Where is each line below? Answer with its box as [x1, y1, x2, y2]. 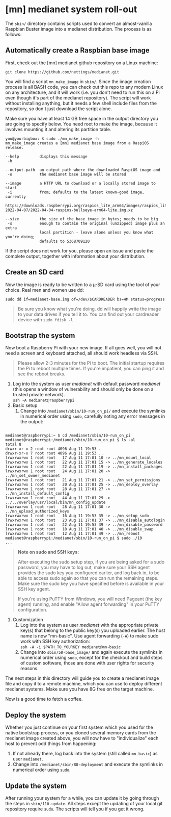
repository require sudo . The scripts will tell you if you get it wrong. [5, 806, 145, 812]
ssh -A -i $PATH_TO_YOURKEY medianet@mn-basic [20, 645, 121, 650]
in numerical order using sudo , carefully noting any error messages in [20, 413, 165, 419]
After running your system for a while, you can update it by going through [5, 795, 159, 801]
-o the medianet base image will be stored [7, 172, 126, 177]
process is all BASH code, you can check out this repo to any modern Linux [5, 84, 163, 90]
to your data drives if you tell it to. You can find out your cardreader [17, 311, 159, 317]
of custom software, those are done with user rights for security [20, 660, 155, 666]
